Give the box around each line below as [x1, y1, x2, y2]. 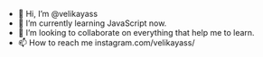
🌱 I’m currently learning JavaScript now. [17, 18, 167, 28]
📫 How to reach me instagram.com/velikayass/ [17, 37, 195, 48]
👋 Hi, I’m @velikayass [17, 9, 98, 19]
